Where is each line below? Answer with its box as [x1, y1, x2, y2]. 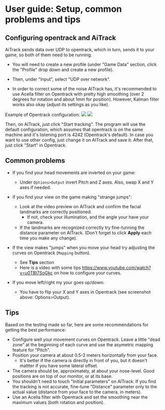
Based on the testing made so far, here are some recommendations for [5, 322, 149, 328]
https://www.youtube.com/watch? [82, 264, 151, 270]
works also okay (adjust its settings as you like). [12, 102, 109, 107]
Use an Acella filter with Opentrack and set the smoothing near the [12, 394, 148, 400]
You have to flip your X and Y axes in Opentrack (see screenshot [19, 289, 151, 295]
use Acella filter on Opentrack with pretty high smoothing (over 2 [12, 91, 144, 97]
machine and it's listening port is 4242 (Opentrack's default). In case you [5, 132, 154, 138]
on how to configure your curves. [54, 270, 122, 276]
